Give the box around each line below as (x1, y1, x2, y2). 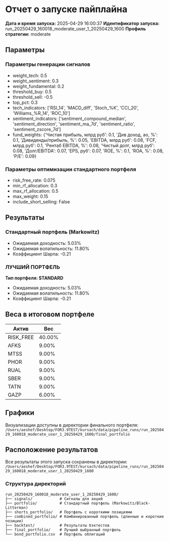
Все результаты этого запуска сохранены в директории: (5, 459, 128, 465)
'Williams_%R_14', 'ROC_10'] (12, 110, 70, 116)
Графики (5, 408, 34, 417)
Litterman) (5, 505, 28, 510)
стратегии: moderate (5, 31, 51, 37)
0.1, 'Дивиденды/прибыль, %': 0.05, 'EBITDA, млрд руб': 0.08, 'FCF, (12, 137, 157, 143)
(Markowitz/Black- (111, 501, 151, 506)
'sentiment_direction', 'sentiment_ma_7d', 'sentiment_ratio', (12, 120, 136, 127)
